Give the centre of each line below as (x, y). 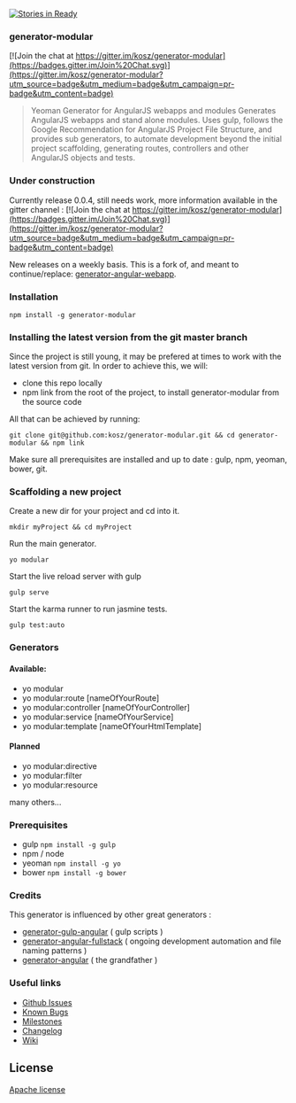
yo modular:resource (60, 785)
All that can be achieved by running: (75, 419)
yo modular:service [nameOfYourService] (98, 717)
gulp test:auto (37, 625)
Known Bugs (45, 1012)
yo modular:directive (59, 765)
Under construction (52, 181)
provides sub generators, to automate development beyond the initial (156, 139)
